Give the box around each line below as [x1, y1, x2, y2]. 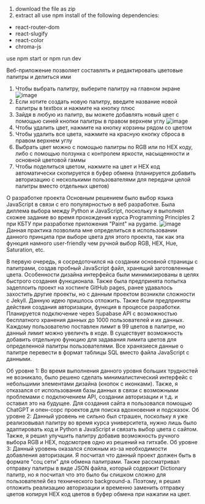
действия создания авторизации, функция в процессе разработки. [6, 304, 182, 310]
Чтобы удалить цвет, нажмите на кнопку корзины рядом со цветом [15, 124, 192, 131]
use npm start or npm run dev [6, 55, 81, 62]
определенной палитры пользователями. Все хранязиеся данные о [6, 342, 184, 349]
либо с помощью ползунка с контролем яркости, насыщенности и [15, 150, 190, 157]
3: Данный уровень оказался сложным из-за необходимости [6, 445, 167, 452]
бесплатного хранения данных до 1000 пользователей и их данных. [6, 316, 185, 323]
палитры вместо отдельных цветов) [15, 183, 110, 189]
